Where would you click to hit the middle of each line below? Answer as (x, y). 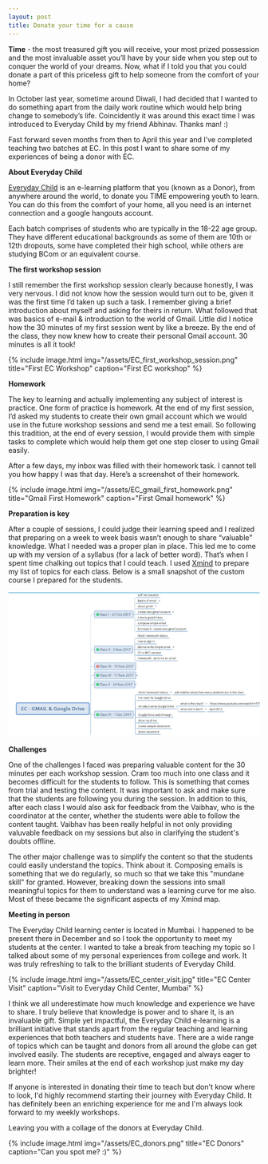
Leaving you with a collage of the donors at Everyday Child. (106, 1128)
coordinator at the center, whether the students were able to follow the (124, 816)
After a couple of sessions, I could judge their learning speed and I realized (132, 529)
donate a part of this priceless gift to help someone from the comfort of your (134, 74)
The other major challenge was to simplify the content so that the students (131, 857)
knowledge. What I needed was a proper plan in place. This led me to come (132, 546)
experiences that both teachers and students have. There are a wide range (131, 1038)
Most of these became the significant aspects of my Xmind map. (114, 900)
